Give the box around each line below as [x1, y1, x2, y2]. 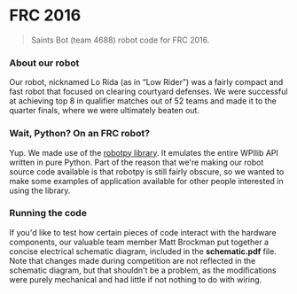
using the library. [9, 185, 71, 196]
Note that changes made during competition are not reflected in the [9, 255, 256, 266]
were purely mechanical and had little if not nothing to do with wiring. [9, 274, 262, 284]
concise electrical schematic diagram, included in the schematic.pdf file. [9, 245, 277, 257]
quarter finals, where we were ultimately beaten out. [9, 105, 199, 116]
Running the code [9, 207, 87, 220]
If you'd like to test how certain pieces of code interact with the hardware [9, 227, 277, 237]
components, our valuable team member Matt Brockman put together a [9, 236, 269, 247]
